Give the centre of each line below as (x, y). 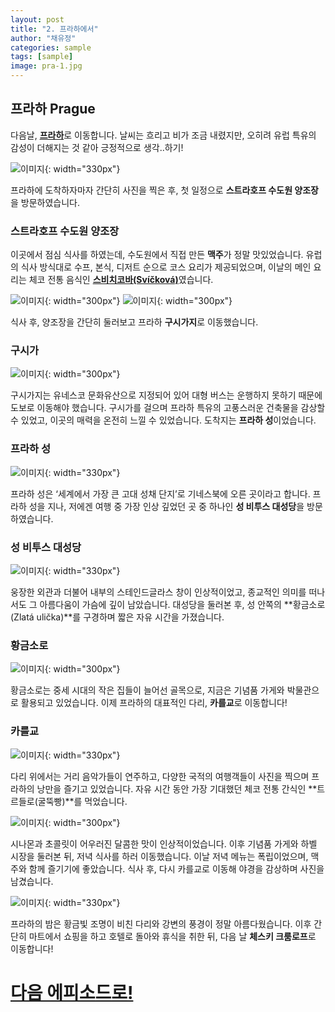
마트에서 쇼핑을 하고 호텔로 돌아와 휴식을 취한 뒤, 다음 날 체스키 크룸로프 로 (172, 936)
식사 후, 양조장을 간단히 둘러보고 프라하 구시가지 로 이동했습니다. (134, 322)
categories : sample (51, 47)
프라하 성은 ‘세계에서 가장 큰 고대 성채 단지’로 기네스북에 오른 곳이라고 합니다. (160, 493)
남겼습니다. (32, 881)
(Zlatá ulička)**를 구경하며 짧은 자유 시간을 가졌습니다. (117, 617)
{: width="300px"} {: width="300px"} (138, 301)
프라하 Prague (53, 109)
